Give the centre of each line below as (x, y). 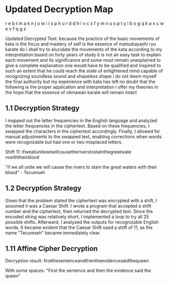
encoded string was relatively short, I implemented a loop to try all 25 (77, 217)
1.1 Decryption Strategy (42, 108)
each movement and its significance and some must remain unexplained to (83, 60)
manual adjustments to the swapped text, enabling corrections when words (83, 136)
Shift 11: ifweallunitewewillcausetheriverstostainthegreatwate (68, 152)
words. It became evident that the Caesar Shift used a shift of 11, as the (79, 227)
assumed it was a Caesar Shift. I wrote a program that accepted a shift (78, 206)
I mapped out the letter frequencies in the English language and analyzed (81, 120)
